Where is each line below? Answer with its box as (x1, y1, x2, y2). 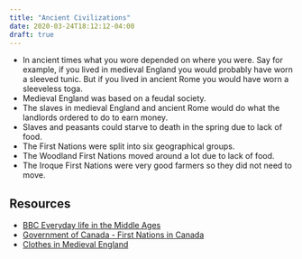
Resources (9, 196, 71, 211)
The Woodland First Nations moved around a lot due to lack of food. (22, 151, 275, 162)
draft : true (9, 30, 54, 39)
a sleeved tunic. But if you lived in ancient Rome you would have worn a (22, 74, 289, 85)
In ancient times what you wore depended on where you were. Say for (22, 55, 284, 66)
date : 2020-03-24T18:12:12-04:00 (9, 22, 135, 31)
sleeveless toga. (22, 83, 83, 95)
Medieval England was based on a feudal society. (22, 93, 206, 104)
